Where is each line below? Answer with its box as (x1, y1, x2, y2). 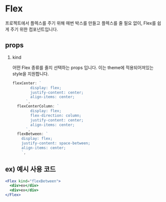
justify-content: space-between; (21, 141, 91, 146)
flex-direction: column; (30, 113, 82, 118)
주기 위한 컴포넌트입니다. (10, 26, 58, 32)
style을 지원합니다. (12, 71, 49, 77)
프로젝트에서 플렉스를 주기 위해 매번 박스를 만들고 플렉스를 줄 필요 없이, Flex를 (5, 20, 156, 26)
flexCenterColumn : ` (17, 104, 59, 109)
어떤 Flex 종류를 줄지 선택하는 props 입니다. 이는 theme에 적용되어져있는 (12, 64, 154, 70)
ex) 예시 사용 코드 (5, 165, 56, 174)
